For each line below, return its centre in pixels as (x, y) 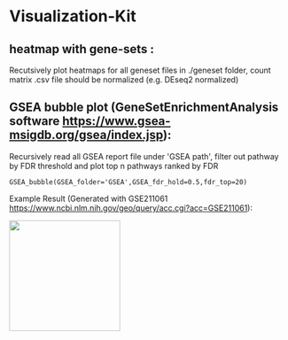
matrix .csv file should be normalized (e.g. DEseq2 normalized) (124, 80)
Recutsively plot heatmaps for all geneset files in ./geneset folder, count (140, 70)
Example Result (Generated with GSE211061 (89, 198)
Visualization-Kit (73, 16)
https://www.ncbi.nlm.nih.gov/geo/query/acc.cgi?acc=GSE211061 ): (131, 208)
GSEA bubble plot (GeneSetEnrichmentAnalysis (144, 108)
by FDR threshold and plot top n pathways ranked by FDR (114, 166)
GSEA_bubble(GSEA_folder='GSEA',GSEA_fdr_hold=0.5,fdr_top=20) (128, 182)
